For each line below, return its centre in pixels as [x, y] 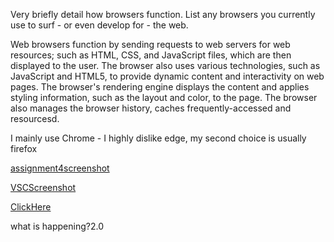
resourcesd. [35, 118]
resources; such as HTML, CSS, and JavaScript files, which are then [151, 55]
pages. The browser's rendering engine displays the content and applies [160, 87]
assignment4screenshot [60, 168]
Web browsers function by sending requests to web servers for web [150, 44]
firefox [24, 148]
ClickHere [31, 207]
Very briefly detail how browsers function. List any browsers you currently [163, 14]
